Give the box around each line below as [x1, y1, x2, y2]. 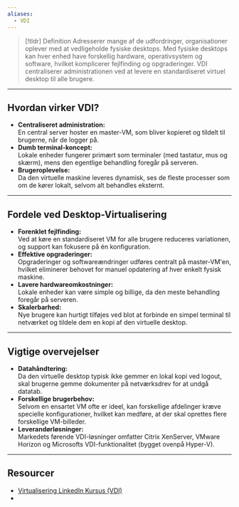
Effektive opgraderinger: [17, 250, 92, 258]
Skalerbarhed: [17, 303, 62, 312]
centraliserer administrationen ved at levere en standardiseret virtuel [24, 67, 225, 75]
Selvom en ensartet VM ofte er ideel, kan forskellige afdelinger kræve [17, 402, 222, 410]
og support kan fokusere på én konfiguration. [17, 243, 151, 251]
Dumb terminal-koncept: [17, 143, 92, 152]
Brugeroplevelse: [17, 166, 70, 174]
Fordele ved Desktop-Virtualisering [7, 208, 167, 221]
